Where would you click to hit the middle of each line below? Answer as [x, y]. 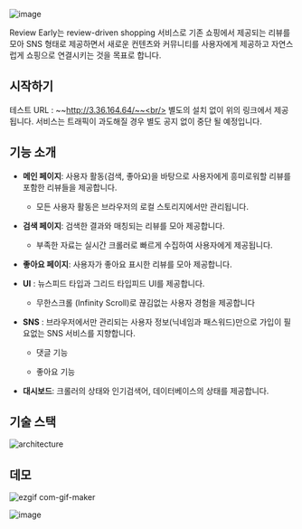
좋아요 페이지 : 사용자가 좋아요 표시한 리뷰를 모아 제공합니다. [127, 264]
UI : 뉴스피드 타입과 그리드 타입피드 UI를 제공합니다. [113, 283]
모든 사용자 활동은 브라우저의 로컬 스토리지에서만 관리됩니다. [142, 206]
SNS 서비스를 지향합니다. [91, 333]
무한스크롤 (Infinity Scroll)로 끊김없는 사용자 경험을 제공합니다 [146, 302]
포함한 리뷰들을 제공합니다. [70, 187]
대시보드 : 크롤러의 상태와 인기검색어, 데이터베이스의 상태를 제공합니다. [146, 391]
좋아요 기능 [55, 372]
